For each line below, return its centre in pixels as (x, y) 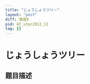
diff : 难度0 (17, 19)
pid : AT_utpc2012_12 (27, 24)
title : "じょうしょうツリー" (32, 10)
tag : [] (13, 29)
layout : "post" (21, 15)
